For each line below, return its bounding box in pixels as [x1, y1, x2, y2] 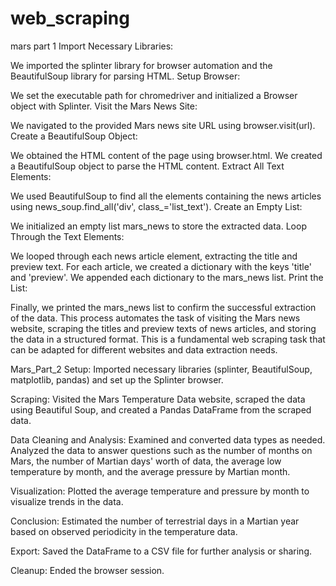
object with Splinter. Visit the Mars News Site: [10, 100, 198, 112]
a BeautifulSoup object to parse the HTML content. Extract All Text [10, 160, 285, 172]
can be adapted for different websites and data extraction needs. [10, 343, 278, 356]
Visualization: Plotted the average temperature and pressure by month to [10, 485, 310, 497]
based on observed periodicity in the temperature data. [10, 525, 238, 537]
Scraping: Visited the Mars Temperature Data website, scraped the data [10, 393, 306, 405]
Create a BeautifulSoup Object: [10, 130, 138, 142]
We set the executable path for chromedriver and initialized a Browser [10, 89, 298, 101]
